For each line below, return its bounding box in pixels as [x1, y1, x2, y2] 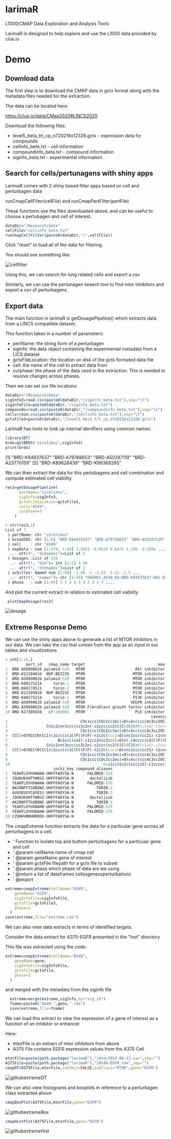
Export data [5, 301, 43, 310]
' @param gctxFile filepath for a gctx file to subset [12, 860, 118, 866]
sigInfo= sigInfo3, [18, 494, 58, 500]
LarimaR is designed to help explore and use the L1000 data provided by [5, 30, 157, 36]
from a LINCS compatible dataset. [5, 321, 76, 327]
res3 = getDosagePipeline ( [5, 485, 58, 490]
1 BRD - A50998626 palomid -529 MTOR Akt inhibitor [5, 667, 165, 672]
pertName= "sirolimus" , [18, 489, 67, 495]
